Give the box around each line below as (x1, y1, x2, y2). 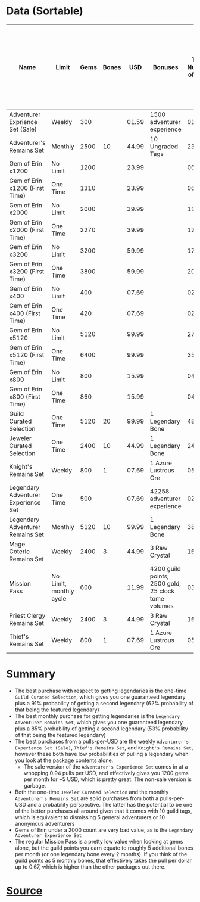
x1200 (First (9, 183, 45, 192)
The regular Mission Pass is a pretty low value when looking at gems (14, 838, 183, 845)
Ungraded (149, 142, 179, 150)
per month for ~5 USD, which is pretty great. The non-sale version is (23, 776, 192, 783)
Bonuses (152, 63, 179, 71)
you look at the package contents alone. (14, 757, 114, 764)
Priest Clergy (9, 611, 46, 620)
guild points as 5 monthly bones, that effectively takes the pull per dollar (14, 857, 192, 864)
